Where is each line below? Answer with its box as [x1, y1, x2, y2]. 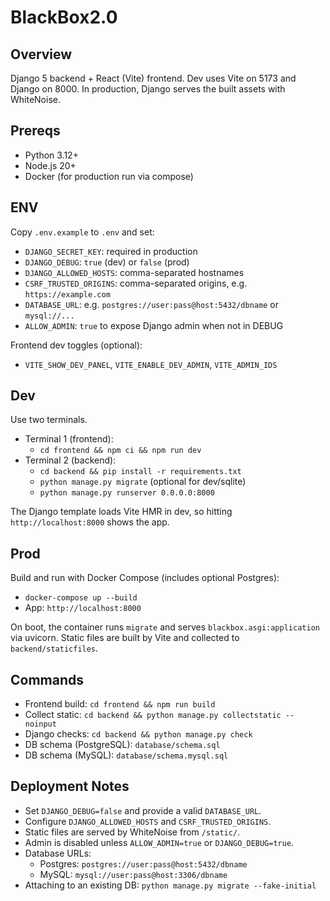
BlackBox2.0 [10, 6, 118, 29]
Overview [10, 46, 73, 63]
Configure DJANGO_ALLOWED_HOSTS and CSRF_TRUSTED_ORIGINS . [24, 815, 272, 827]
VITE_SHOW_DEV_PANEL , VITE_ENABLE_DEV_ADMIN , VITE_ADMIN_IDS [24, 358, 278, 370]
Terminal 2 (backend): [24, 454, 117, 466]
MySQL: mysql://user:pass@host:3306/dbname [39, 868, 228, 880]
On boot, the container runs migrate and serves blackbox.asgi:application [10, 621, 320, 633]
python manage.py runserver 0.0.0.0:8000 [39, 488, 215, 498]
